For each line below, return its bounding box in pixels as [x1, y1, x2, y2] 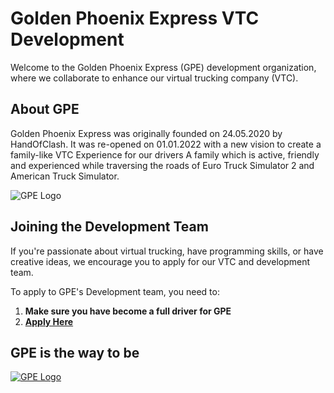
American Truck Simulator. [10, 170, 120, 182]
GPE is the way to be [10, 344, 140, 361]
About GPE [10, 101, 80, 118]
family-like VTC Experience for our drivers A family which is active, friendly [10, 148, 320, 161]
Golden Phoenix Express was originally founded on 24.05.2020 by [10, 127, 283, 139]
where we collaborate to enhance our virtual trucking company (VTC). [10, 72, 299, 84]
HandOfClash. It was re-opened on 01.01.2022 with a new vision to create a [10, 138, 322, 150]
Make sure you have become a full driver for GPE [24, 305, 232, 317]
